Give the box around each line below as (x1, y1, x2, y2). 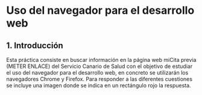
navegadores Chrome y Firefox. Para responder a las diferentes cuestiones (6, 76, 193, 82)
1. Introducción (6, 40, 63, 51)
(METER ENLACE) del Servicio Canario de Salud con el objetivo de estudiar (6, 63, 193, 70)
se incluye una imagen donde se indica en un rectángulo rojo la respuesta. (6, 82, 191, 89)
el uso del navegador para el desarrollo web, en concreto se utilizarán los (6, 69, 189, 76)
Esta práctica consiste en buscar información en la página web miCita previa (6, 57, 197, 63)
